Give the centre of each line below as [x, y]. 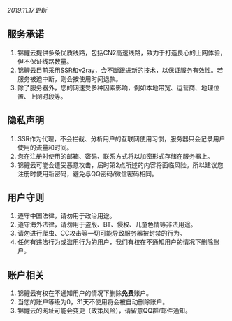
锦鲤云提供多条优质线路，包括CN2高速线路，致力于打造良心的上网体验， [122, 52]
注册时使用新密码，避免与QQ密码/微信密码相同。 [88, 173]
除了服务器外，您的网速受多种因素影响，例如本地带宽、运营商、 [109, 87]
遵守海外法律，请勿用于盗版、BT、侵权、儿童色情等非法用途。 [107, 224]
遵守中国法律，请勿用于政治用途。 [66, 216]
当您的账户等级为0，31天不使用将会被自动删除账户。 [93, 302]
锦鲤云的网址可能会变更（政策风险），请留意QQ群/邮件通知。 [104, 311]
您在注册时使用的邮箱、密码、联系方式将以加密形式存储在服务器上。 [115, 156]
